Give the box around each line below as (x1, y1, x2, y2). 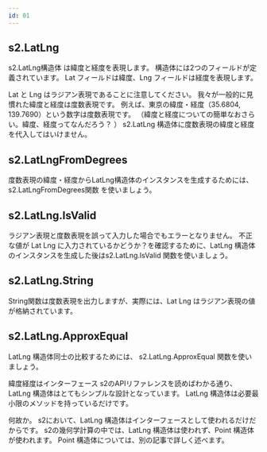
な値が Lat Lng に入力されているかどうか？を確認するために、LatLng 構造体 (8, 241, 256, 250)
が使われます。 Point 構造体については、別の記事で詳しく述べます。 (8, 435, 229, 445)
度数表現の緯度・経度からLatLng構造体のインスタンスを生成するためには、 (8, 176, 253, 185)
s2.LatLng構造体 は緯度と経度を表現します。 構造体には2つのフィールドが (8, 63, 250, 72)
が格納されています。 (8, 306, 78, 315)
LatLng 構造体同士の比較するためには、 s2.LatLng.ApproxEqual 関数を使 (8, 351, 246, 361)
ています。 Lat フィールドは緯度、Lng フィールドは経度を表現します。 (29, 73, 258, 83)
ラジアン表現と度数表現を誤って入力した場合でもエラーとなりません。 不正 (8, 231, 253, 241)
